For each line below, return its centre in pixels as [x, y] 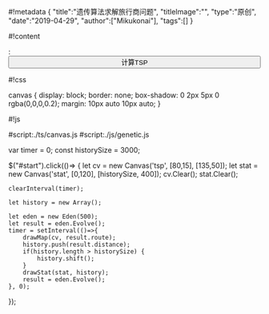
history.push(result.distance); [76, 244]
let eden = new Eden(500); [53, 217]
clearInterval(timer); [46, 189]
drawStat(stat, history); [66, 272]
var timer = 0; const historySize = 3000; [74, 150]
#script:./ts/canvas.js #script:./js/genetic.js [79, 135]
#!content [24, 36]
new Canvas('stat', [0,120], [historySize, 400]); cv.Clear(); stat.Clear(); [123, 174]
